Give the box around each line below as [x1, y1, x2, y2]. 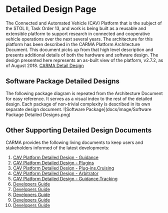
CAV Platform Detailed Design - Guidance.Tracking [12, 175, 118, 181]
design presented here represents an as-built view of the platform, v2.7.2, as [5, 57, 163, 63]
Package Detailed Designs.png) [5, 111, 71, 117]
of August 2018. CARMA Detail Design [5, 62, 84, 68]
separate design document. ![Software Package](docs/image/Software [5, 106, 152, 112]
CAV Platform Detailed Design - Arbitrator [12, 170, 99, 176]
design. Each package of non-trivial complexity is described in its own [5, 101, 150, 107]
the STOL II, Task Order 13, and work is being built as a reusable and [5, 25, 146, 31]
